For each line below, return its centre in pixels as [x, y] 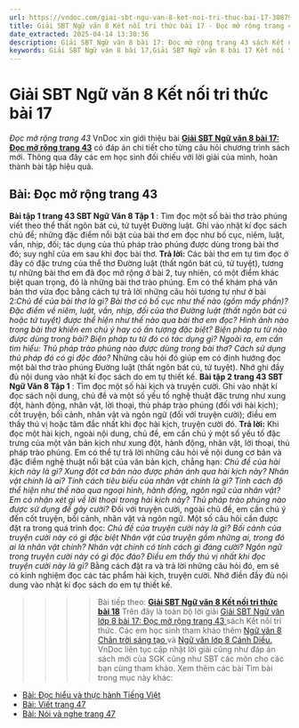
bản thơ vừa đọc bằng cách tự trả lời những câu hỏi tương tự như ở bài [138, 291]
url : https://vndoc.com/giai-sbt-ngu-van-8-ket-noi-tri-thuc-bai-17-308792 [153, 17]
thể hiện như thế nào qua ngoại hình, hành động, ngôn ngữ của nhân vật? [145, 489]
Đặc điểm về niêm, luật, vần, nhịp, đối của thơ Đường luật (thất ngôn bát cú [148, 310]
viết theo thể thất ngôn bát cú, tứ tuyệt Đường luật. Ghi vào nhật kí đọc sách [148, 225]
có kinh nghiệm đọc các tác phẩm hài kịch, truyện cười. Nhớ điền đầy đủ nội [149, 575]
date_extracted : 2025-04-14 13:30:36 [79, 34]
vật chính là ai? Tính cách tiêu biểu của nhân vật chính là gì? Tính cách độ [146, 481]
